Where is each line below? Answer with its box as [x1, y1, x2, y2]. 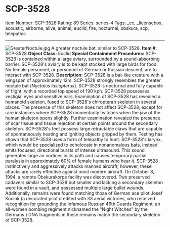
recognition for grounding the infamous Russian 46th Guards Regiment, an [5, 201, 160, 207]
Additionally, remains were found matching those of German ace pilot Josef [5, 190, 163, 196]
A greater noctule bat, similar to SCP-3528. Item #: [51, 45, 157, 51]
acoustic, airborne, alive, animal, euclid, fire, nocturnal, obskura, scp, [5, 25, 149, 31]
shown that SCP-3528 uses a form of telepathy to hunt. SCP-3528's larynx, [5, 136, 162, 142]
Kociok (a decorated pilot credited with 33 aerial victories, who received [5, 195, 155, 201]
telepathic [5, 30, 26, 36]
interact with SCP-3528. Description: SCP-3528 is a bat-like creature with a [5, 72, 163, 78]
